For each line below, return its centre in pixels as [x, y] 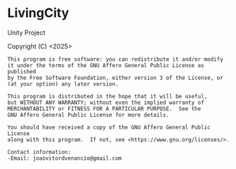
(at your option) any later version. [63, 84]
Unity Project [27, 33]
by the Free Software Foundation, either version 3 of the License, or [115, 78]
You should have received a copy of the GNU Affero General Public [109, 127]
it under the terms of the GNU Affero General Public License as [106, 65]
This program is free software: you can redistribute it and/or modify [115, 59]
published [22, 71]
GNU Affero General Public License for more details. [89, 115]
